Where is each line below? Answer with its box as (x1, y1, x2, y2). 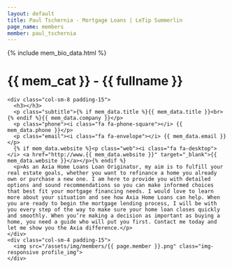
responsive (7, 249, 39, 256)
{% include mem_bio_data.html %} (7, 49, 107, 57)
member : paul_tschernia (7, 29, 77, 37)
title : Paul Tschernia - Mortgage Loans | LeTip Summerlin (7, 17, 183, 24)
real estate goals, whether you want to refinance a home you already (7, 170, 217, 177)
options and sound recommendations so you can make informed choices (7, 182, 215, 189)
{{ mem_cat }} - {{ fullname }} (7, 73, 183, 89)
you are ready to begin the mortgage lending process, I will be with (7, 200, 217, 207)
